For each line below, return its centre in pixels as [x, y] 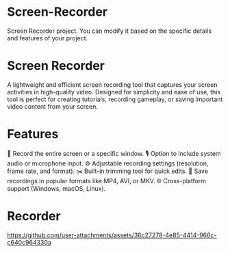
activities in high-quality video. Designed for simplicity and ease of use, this [114, 92]
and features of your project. [48, 38]
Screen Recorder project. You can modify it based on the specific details [110, 31]
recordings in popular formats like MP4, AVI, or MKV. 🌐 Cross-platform [107, 181]
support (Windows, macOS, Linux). [56, 188]
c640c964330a [29, 242]
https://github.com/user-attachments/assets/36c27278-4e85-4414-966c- [112, 235]
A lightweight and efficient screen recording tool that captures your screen [112, 84]
